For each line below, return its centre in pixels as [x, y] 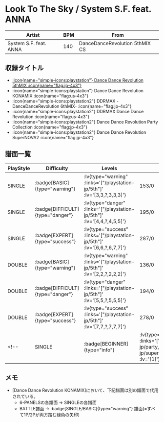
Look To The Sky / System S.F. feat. [78, 9]
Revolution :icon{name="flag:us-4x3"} [51, 117]
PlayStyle [19, 168]
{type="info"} [99, 350]
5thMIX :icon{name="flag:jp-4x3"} [47, 85]
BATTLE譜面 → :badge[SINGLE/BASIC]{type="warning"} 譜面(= [83, 409]
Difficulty [57, 168]
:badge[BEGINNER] [106, 344]
